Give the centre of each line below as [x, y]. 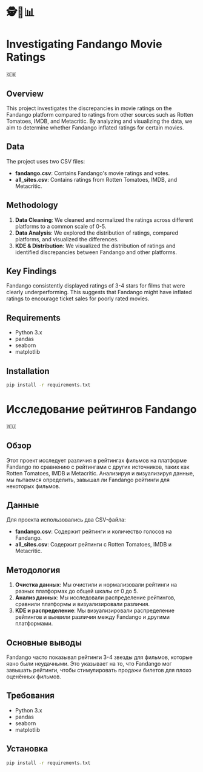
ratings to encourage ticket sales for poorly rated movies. [78, 298]
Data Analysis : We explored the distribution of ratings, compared [97, 233]
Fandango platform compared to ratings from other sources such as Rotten [100, 114]
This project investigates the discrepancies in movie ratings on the [89, 108]
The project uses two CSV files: [46, 161]
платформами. [34, 624]
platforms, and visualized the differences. [67, 239]
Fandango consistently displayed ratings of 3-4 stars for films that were [96, 286]
